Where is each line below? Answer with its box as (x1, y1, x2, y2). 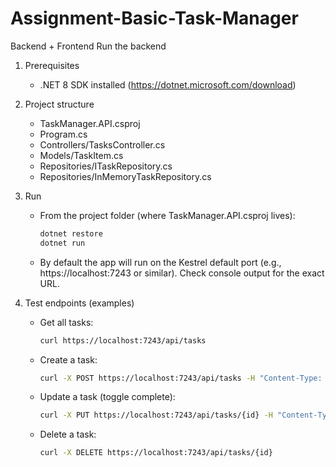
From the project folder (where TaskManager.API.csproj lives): (39, 209, 296, 221)
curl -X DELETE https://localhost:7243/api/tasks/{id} (39, 448, 273, 458)
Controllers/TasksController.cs (39, 138, 166, 151)
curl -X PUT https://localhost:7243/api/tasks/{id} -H (39, 410, 273, 421)
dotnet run (39, 238, 86, 248)
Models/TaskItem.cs (39, 149, 124, 161)
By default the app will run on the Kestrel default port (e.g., (39, 256, 282, 268)
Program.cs (39, 128, 88, 140)
